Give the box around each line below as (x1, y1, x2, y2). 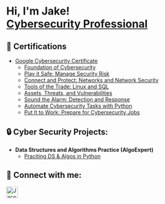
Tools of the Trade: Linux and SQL (24, 83, 109, 90)
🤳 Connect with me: (6, 170, 82, 180)
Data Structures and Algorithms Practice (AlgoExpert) (15, 146, 154, 153)
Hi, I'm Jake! (6, 4, 70, 18)
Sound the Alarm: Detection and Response (24, 96, 130, 103)
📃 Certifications (6, 41, 67, 51)
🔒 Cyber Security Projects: (6, 127, 109, 137)
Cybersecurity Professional (6, 17, 148, 31)
